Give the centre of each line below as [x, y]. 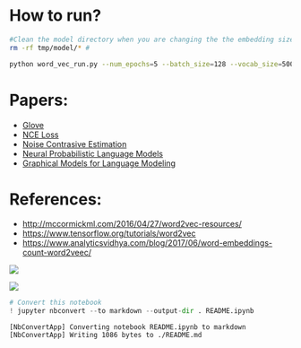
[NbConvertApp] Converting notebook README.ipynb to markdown [128, 327]
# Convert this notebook [56, 303]
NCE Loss [41, 135]
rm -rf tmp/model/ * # [50, 48]
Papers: [39, 100]
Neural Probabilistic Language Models [93, 153]
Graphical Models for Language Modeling [99, 163]
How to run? [55, 16]
